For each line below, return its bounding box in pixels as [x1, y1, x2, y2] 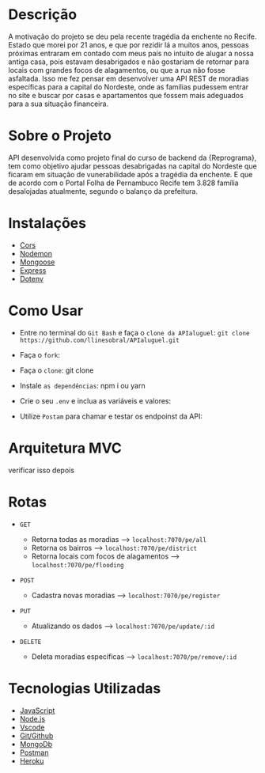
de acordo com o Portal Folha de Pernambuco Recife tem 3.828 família [8, 178, 239, 188]
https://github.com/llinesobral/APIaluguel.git [19, 336, 180, 344]
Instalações [8, 214, 87, 233]
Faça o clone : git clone [19, 366, 94, 375]
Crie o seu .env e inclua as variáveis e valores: [19, 396, 172, 405]
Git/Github [19, 730, 54, 741]
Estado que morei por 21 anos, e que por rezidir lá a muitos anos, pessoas [8, 40, 249, 49]
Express [19, 265, 47, 275]
